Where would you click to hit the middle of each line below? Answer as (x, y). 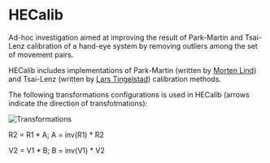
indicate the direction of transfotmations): (78, 103)
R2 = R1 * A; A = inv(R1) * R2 (56, 135)
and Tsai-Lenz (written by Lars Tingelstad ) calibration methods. (115, 79)
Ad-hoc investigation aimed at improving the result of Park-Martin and (126, 37)
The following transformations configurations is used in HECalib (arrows (129, 94)
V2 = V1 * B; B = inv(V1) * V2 (57, 150)
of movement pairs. (41, 54)
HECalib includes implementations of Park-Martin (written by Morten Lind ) (133, 70)
